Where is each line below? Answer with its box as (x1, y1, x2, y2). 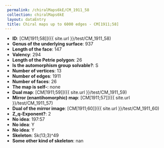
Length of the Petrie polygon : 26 (12, 57, 83, 63)
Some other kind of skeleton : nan (12, 138, 84, 144)
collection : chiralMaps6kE (7, 12, 65, 17)
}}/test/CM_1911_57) (12, 100, 53, 106)
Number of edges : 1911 (12, 73, 61, 79)
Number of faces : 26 (12, 79, 57, 85)
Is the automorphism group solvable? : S (12, 62, 99, 68)
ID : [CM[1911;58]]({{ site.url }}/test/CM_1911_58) (12, 35, 112, 42)
